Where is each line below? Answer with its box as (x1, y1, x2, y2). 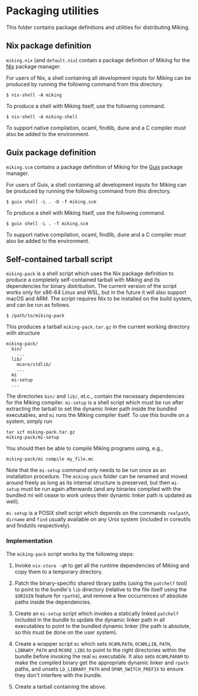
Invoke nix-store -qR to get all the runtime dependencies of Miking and (14, 562, 190, 569)
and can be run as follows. (6, 302, 71, 309)
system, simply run (6, 418, 53, 425)
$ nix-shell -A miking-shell (6, 114, 78, 119)
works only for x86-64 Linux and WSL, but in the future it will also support (6, 289, 187, 296)
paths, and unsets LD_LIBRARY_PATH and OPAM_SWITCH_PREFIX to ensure (14, 665, 184, 672)
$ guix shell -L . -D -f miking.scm (6, 199, 96, 205)
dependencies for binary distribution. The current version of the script (6, 283, 177, 290)
